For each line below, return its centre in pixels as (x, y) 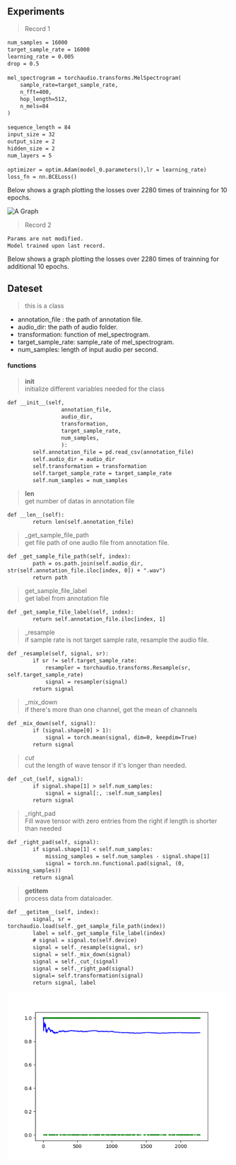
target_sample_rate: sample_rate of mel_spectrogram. (96, 341)
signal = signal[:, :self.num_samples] (104, 793)
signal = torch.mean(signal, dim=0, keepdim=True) (121, 737)
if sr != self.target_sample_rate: (85, 660)
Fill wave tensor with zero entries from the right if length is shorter (121, 821)
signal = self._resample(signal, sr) (88, 947)
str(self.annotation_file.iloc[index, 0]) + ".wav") (87, 570)
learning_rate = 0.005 (41, 57)
